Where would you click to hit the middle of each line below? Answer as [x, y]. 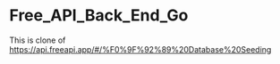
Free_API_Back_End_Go [99, 16]
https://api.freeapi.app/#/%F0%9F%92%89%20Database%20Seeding [140, 49]
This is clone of [38, 40]
